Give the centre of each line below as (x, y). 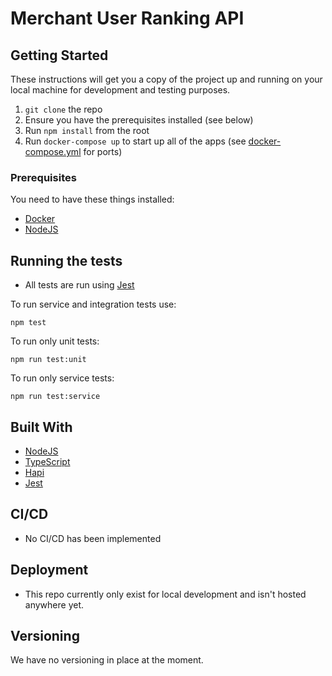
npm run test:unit (48, 360)
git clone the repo (63, 109)
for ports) (103, 151)
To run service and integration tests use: (93, 304)
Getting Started (59, 55)
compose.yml (53, 151)
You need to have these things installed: (92, 199)
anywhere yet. (54, 604)
